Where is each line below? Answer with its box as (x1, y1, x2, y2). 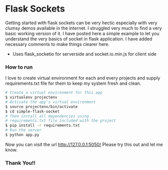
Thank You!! (5, 159, 36, 166)
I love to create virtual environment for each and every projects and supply (5, 75, 160, 81)
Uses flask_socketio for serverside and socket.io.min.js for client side (12, 51, 157, 57)
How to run (5, 64, 33, 71)
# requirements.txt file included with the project (5, 118, 116, 124)
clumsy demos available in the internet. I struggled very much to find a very (5, 25, 162, 31)
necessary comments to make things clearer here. (5, 41, 110, 47)
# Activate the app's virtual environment (5, 99, 96, 104)
